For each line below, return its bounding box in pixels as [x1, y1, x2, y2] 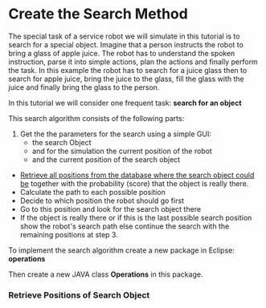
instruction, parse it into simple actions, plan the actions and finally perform [8, 57, 259, 67]
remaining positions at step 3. [19, 229, 118, 239]
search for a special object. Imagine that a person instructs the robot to [8, 39, 243, 49]
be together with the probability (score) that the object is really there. [19, 178, 249, 188]
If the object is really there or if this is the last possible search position [19, 213, 252, 222]
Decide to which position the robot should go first [19, 196, 185, 205]
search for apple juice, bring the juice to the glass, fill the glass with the [8, 74, 244, 83]
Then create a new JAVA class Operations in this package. [8, 269, 203, 279]
